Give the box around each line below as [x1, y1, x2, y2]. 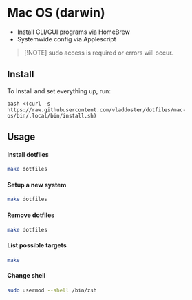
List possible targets [7, 241, 67, 250]
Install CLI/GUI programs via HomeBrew [17, 28, 131, 36]
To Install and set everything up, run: [7, 86, 111, 95]
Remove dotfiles [7, 211, 55, 219]
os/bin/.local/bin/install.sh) [7, 112, 97, 119]
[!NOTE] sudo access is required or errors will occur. [23, 48, 173, 57]
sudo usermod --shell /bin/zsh [7, 287, 97, 294]
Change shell [7, 272, 46, 280]
